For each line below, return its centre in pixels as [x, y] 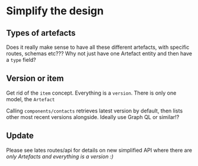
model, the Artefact [31, 99]
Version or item [35, 79]
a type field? [21, 60]
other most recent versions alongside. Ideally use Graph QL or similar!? [93, 117]
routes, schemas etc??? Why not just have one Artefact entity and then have [99, 54]
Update [20, 136]
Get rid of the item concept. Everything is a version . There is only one [91, 93]
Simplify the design [55, 11]
